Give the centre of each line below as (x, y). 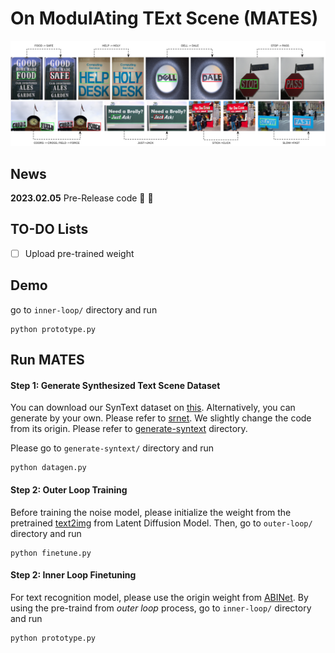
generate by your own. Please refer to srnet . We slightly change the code (161, 418)
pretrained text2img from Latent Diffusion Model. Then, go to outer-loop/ (161, 523)
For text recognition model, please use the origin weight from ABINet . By (159, 597)
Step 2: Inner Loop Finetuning (73, 575)
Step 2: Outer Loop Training (69, 489)
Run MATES (47, 360)
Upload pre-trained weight (79, 253)
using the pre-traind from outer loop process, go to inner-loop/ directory (161, 608)
